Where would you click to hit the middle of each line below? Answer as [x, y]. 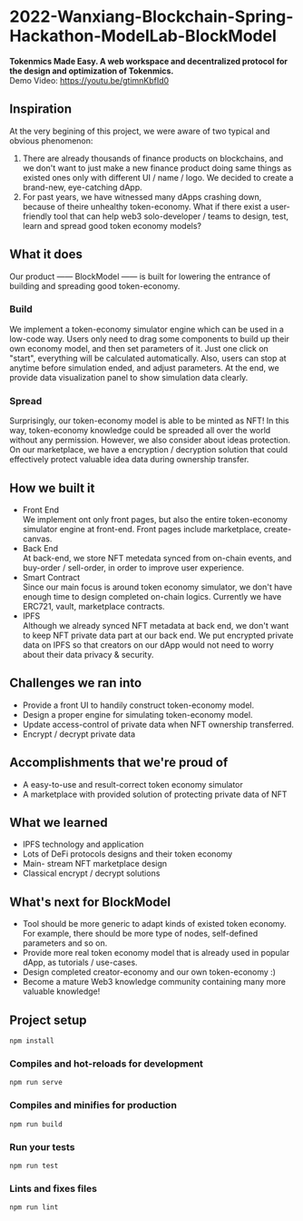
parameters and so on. [65, 943]
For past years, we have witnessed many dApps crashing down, [142, 196]
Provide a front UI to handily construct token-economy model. [138, 705]
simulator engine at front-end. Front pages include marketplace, [142, 529]
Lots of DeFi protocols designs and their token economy [127, 854]
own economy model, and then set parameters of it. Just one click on [139, 348]
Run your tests [42, 1147]
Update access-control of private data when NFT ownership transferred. [158, 724]
